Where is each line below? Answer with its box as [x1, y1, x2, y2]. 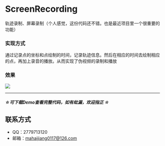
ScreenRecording [5, 3, 78, 15]
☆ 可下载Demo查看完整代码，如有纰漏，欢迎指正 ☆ [5, 99, 110, 105]
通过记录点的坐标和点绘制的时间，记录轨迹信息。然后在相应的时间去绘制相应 [5, 52, 160, 58]
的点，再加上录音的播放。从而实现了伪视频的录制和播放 [5, 58, 117, 64]
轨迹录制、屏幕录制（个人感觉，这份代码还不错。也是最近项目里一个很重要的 [5, 20, 160, 26]
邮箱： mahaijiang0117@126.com [12, 135, 77, 141]
